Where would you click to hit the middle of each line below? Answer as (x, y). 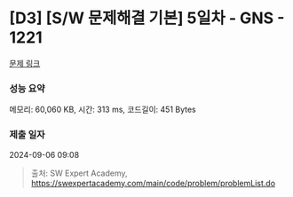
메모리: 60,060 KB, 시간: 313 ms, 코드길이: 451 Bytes (103, 110)
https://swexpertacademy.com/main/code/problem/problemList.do (153, 183)
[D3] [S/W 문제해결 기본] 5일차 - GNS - (147, 18)
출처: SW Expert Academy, (79, 173)
